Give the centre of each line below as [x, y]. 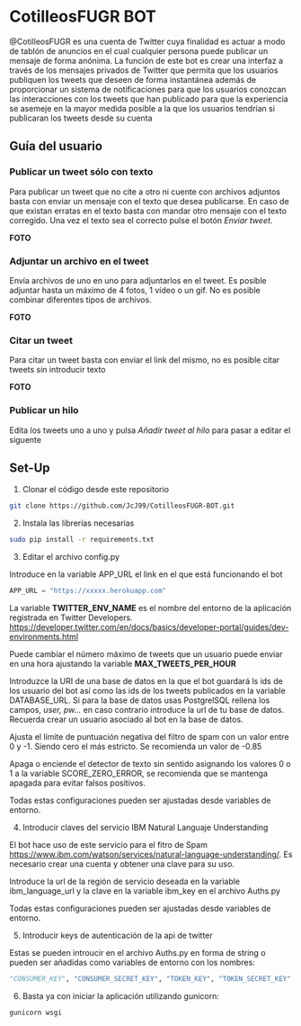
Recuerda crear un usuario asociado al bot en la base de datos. [127, 719]
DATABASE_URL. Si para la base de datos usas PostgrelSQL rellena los [140, 700]
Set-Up [30, 468]
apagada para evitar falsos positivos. [78, 783]
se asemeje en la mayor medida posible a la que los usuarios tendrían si [142, 108]
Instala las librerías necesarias [78, 523]
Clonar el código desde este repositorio [95, 490]
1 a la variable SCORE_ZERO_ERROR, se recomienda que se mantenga [138, 773]
